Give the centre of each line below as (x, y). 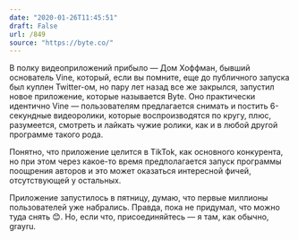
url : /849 (28, 34)
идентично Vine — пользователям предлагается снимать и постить (139, 106)
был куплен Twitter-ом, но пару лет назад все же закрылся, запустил (142, 87)
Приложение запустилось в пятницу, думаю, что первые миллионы (139, 198)
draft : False (34, 26)
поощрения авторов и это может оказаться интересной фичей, (131, 171)
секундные (30, 116)
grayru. (22, 227)
